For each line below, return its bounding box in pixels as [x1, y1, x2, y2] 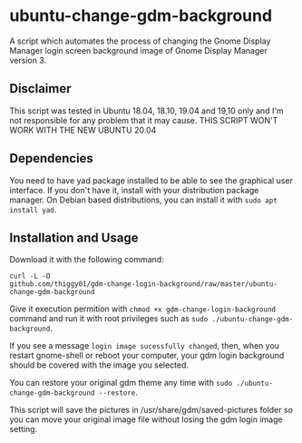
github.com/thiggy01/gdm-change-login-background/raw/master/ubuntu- [9, 280, 278, 289]
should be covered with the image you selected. [9, 359, 189, 370]
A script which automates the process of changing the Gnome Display [9, 35, 271, 46]
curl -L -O [9, 271, 51, 281]
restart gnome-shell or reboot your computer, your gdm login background [9, 350, 285, 361]
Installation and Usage [9, 230, 139, 245]
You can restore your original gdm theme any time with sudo [9, 378, 233, 389]
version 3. [9, 54, 47, 65]
